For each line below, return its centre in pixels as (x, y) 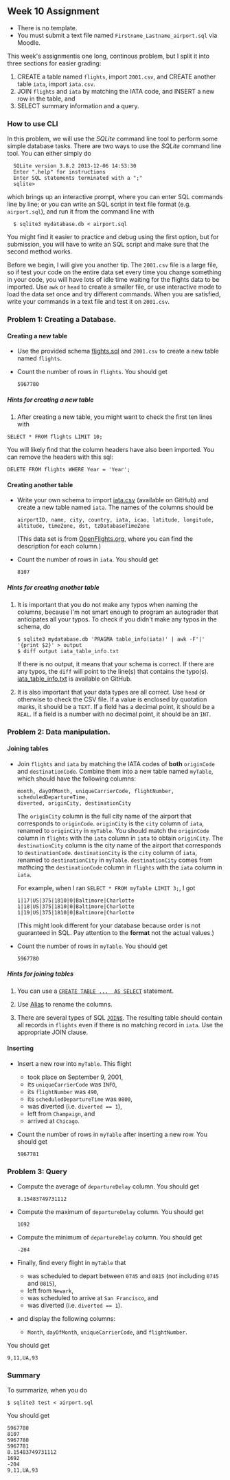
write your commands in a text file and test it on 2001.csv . (89, 302)
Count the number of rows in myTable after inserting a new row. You (112, 1134)
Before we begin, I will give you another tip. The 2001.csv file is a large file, (113, 265)
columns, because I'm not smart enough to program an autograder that (117, 612)
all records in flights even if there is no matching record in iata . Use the (120, 1025)
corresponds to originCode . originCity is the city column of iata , (111, 823)
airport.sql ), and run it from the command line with (81, 212)
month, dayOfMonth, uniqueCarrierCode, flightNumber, (95, 791)
